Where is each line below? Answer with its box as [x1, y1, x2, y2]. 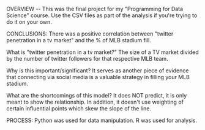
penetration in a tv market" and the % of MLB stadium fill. [6, 37, 151, 44]
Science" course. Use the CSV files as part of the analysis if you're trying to [6, 12, 198, 19]
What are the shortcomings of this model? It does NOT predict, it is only [6, 92, 187, 99]
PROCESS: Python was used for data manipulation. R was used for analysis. [6, 117, 198, 124]
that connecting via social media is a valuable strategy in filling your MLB [6, 74, 190, 80]
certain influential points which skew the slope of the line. [6, 105, 152, 112]
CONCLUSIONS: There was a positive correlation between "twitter [6, 30, 174, 37]
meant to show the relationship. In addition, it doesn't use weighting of [6, 98, 184, 105]
